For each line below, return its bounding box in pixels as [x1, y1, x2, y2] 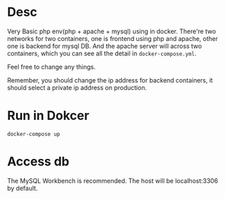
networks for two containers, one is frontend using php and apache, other [7, 34, 218, 42]
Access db [7, 154, 70, 170]
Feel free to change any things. [7, 62, 96, 71]
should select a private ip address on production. [7, 83, 147, 92]
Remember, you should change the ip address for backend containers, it [7, 76, 213, 84]
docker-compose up [7, 130, 60, 137]
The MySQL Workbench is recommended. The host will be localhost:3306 [7, 176, 218, 184]
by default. [7, 184, 38, 192]
